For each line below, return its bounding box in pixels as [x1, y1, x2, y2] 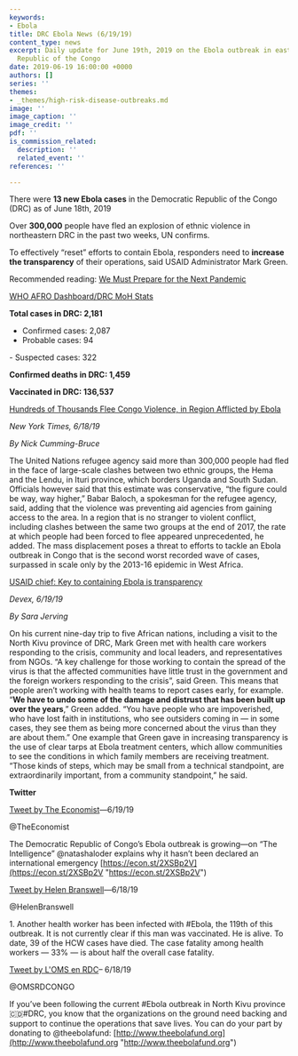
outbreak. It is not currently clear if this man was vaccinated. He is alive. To [9, 928, 284, 939]
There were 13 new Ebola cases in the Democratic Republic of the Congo [9, 194, 278, 204]
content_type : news [9, 37, 82, 47]
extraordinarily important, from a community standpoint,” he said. [9, 770, 248, 780]
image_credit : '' [9, 121, 74, 130]
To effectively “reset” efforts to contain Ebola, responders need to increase [9, 247, 285, 258]
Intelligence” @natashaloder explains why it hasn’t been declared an [9, 848, 259, 859]
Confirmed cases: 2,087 [21, 325, 111, 336]
